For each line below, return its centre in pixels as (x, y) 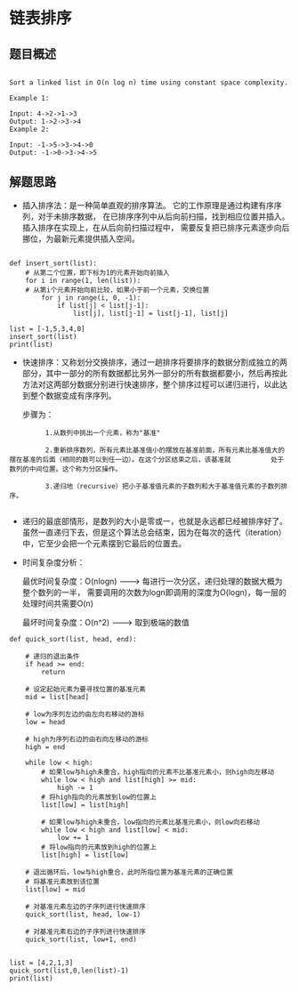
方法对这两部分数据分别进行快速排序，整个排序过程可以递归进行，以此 (151, 384)
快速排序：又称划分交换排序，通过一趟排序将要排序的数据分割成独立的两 (154, 362)
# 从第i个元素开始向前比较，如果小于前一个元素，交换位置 (117, 290)
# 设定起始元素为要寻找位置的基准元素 (86, 689)
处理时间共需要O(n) (57, 603)
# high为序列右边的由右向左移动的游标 (87, 739)
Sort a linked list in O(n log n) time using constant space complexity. (149, 83)
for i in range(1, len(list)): (83, 280)
